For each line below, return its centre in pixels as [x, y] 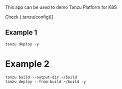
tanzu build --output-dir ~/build [41, 77]
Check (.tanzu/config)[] [29, 17]
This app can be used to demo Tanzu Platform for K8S [61, 7]
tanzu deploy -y [22, 44]
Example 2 [27, 64]
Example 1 [21, 33]
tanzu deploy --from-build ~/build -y [45, 81]
